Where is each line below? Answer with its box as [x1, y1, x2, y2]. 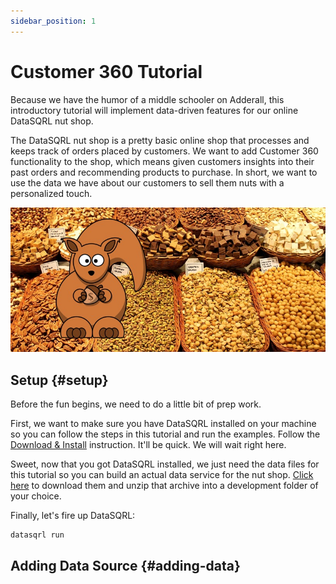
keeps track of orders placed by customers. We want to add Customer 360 [10, 145, 319, 157]
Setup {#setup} [10, 371, 109, 389]
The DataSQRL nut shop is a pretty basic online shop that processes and [10, 134, 310, 146]
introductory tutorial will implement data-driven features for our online [10, 104, 299, 116]
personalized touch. [10, 187, 93, 199]
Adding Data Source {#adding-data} [10, 558, 241, 575]
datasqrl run [10, 530, 65, 540]
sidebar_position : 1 [10, 16, 97, 26]
